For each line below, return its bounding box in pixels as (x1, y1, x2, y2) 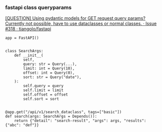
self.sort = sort (23, 97, 59, 102)
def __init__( (14, 53, 43, 58)
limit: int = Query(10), (23, 66, 75, 71)
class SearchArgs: (5, 49, 43, 54)
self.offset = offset (23, 92, 68, 97)
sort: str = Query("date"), (23, 75, 81, 80)
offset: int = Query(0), (23, 70, 75, 76)
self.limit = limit (23, 88, 64, 93)
